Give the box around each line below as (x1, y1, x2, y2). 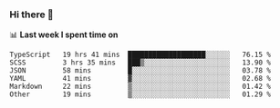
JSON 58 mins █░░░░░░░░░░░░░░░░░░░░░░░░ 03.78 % (9, 66, 272, 75)
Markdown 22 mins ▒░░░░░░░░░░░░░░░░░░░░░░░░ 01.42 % (9, 82, 272, 92)
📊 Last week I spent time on (9, 29, 119, 40)
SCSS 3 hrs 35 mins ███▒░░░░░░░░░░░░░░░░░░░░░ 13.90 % (9, 58, 272, 67)
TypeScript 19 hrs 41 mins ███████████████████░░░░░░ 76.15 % (9, 50, 272, 60)
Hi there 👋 (9, 8, 55, 21)
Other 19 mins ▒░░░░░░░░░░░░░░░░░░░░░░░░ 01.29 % (9, 90, 272, 99)
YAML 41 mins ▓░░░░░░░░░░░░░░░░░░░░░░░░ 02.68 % (9, 74, 272, 83)
